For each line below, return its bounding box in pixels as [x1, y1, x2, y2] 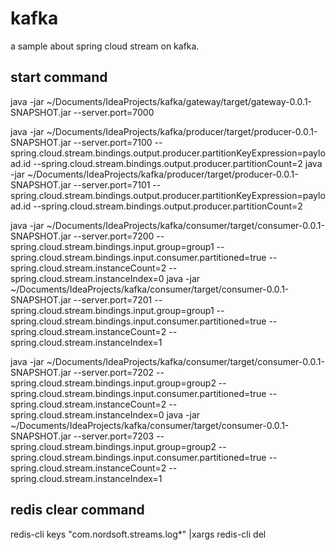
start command [10, 69, 108, 86]
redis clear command [10, 502, 145, 519]
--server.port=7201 [73, 293, 153, 306]
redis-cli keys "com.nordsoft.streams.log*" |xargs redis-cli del [10, 528, 267, 540]
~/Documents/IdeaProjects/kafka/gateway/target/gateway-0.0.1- [46, 95, 313, 107]
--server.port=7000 [73, 106, 155, 118]
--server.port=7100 [73, 136, 153, 148]
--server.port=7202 [73, 366, 155, 378]
